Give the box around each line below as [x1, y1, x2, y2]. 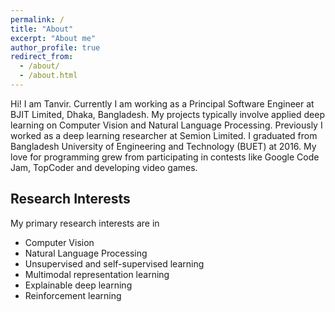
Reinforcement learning [24, 289, 122, 301]
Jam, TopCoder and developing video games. [10, 161, 198, 173]
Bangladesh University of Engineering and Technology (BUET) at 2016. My [10, 140, 317, 152]
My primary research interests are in [10, 217, 160, 229]
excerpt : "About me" [10, 33, 97, 43]
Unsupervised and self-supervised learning [24, 257, 205, 270]
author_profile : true [10, 42, 101, 53]
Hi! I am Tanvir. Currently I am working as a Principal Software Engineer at [10, 97, 315, 110]
